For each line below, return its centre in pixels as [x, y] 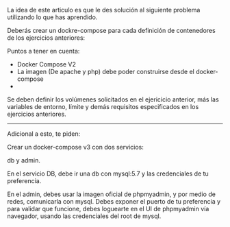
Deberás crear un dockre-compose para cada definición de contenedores [111, 31]
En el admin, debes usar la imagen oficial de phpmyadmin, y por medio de [111, 194]
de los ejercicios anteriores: [46, 38]
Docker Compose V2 [47, 64]
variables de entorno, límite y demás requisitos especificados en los [103, 107]
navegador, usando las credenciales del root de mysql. [84, 216]
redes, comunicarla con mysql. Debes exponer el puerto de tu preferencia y [114, 201]
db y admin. [24, 160]
